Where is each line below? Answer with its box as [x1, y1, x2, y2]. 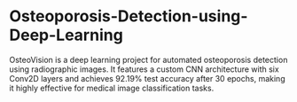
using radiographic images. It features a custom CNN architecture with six [9, 64, 279, 75]
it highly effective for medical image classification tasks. [9, 82, 215, 93]
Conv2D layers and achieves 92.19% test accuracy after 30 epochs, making [9, 73, 285, 83]
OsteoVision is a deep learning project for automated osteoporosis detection [9, 54, 288, 65]
